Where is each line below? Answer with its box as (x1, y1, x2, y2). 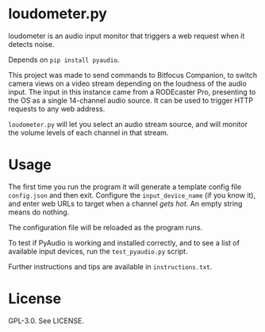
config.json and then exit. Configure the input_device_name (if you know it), (8, 190, 256, 199)
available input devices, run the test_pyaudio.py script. (8, 246, 188, 256)
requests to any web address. (8, 104, 106, 114)
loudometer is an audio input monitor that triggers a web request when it (8, 31, 245, 41)
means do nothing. (8, 207, 70, 217)
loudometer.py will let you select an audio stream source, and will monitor (8, 119, 248, 129)
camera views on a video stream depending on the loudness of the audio (8, 79, 248, 88)
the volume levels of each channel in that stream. (8, 128, 169, 137)
